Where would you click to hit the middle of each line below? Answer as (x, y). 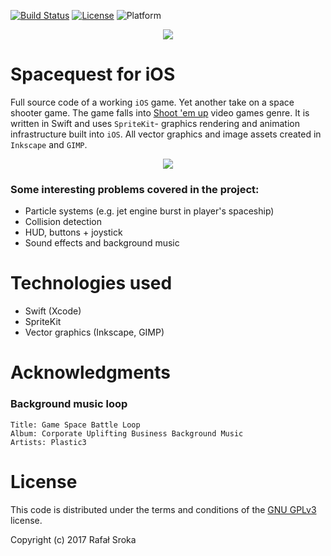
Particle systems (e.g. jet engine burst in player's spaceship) (149, 211)
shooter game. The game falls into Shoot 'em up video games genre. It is (160, 112)
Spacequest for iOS (93, 74)
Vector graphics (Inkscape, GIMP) (94, 332)
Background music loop (69, 404)
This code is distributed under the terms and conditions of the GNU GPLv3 (163, 509)
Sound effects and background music (102, 243)
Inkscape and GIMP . (49, 144)
